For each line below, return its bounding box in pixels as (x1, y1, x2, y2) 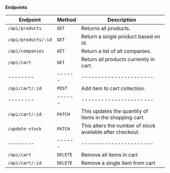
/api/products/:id (8, 37, 52, 42)
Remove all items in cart (81, 151, 138, 158)
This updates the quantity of (81, 108, 148, 114)
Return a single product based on (81, 33, 160, 40)
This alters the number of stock (81, 122, 156, 129)
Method (57, 16, 76, 23)
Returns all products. (81, 25, 131, 32)
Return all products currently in (81, 56, 155, 63)
